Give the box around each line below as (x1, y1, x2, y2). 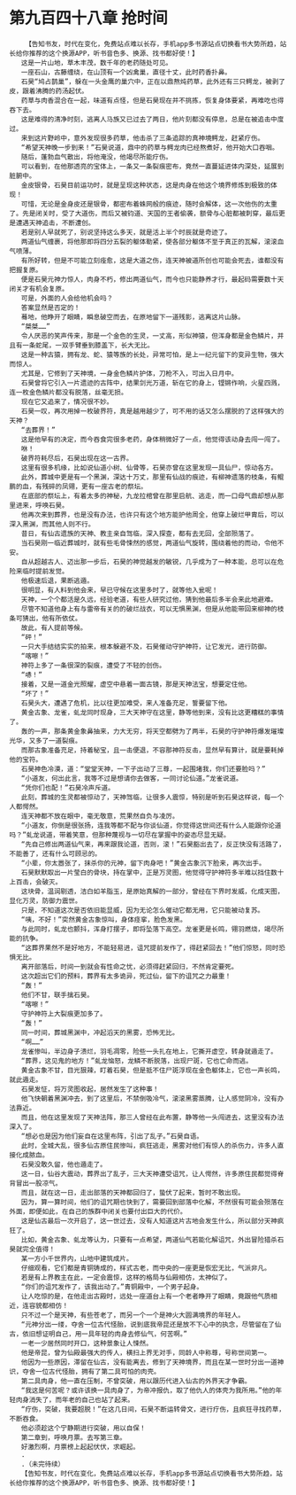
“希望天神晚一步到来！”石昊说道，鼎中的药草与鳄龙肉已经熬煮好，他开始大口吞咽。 (20, 143, 279, 152)
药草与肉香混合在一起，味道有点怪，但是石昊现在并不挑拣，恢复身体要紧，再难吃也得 (20, 96, 285, 105)
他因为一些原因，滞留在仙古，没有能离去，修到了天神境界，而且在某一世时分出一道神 (20, 1358, 285, 1367)
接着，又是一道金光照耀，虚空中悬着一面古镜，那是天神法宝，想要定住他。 (20, 680, 252, 689)
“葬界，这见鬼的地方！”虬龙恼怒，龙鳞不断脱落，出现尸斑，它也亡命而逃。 (20, 1056, 254, 1065)
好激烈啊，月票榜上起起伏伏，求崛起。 (20, 1442, 140, 1452)
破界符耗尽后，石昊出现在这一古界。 (20, 454, 133, 463)
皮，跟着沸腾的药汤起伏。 (9, 86, 88, 96)
